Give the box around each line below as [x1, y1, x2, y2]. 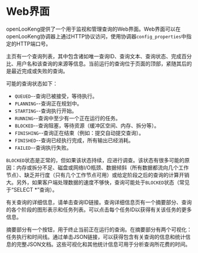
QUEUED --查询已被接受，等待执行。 [14, 92, 98, 100]
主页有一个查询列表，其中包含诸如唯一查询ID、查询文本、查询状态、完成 [6, 52, 181, 60]
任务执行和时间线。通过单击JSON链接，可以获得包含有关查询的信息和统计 [6, 233, 186, 240]
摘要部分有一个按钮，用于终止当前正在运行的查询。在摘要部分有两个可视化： [6, 226, 192, 233]
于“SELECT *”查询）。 [6, 186, 58, 193]
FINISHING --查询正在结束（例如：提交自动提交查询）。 [14, 129, 144, 136]
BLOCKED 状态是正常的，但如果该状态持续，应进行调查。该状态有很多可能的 [6, 156, 185, 163]
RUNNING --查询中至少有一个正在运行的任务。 [14, 114, 121, 121]
